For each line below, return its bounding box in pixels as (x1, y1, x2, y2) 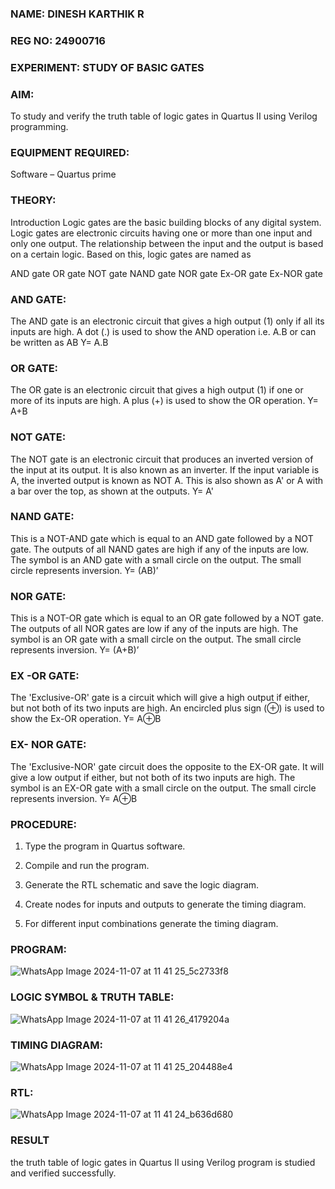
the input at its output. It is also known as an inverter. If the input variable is (10, 463, 320, 476)
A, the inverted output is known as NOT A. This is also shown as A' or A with (10, 474, 324, 486)
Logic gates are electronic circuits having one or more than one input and (10, 227, 313, 239)
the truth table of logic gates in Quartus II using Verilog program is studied (10, 1156, 316, 1168)
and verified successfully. (10, 1167, 117, 1179)
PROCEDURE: (10, 817, 77, 831)
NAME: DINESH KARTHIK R (10, 7, 145, 21)
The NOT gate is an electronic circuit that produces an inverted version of (10, 453, 314, 465)
